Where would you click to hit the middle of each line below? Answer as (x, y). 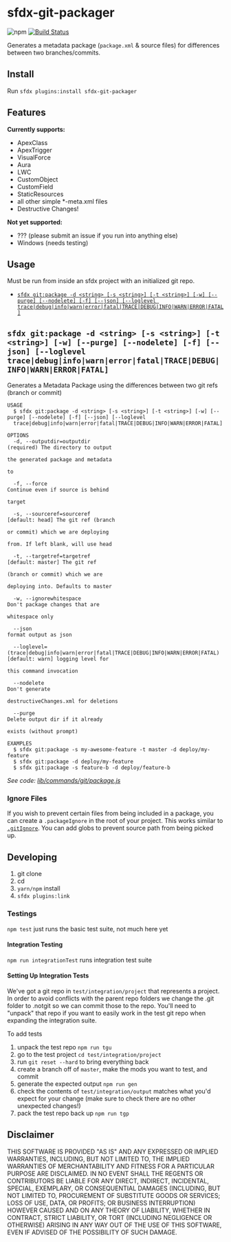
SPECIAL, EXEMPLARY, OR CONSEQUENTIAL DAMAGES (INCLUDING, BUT (114, 1188)
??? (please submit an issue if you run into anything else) (97, 235)
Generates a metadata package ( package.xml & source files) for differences (113, 45)
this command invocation (43, 671)
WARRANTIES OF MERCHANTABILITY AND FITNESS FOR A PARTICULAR (111, 1166)
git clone (30, 874)
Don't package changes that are (53, 605)
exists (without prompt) (43, 732)
